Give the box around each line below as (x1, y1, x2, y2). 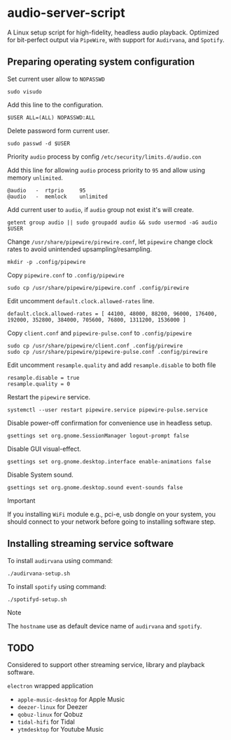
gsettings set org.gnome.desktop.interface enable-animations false (7, 458, 211, 465)
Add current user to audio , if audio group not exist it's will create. (7, 205, 195, 213)
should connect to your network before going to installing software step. (7, 517, 216, 526)
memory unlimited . (7, 173, 63, 182)
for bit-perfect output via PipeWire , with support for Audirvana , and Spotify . (7, 35, 225, 44)
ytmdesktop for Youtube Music (17, 725, 104, 734)
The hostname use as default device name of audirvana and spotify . (7, 621, 202, 630)
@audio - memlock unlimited (7, 193, 108, 200)
